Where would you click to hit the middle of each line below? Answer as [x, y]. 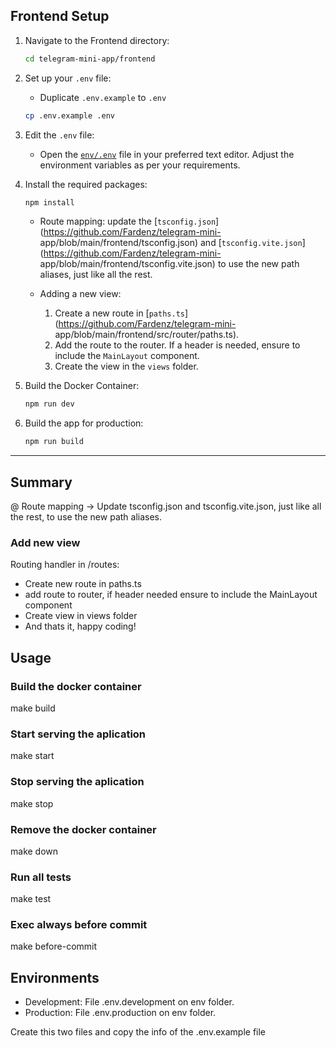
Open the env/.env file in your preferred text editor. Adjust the [167, 154]
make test [31, 899]
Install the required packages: [86, 184]
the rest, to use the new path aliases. [86, 517]
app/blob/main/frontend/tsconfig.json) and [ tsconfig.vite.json [171, 243]
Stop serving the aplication [77, 782]
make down [34, 851]
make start [32, 756]
